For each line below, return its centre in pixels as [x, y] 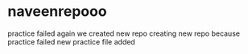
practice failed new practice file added [72, 41]
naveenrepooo [57, 12]
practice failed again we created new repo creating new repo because [124, 33]
